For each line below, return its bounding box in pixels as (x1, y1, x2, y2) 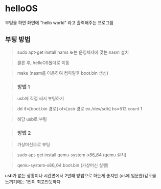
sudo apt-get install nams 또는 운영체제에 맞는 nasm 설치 (17, 49, 129, 55)
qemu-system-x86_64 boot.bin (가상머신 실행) (17, 162, 109, 168)
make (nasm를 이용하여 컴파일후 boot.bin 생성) (17, 70, 109, 76)
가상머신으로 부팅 (17, 142, 50, 147)
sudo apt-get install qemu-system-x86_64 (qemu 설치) (17, 152, 127, 158)
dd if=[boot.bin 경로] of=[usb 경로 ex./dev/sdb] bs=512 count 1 (17, 106, 143, 112)
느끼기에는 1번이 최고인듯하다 (5, 179, 61, 185)
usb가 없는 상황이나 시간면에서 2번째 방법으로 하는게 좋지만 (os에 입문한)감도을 (5, 173, 157, 179)
